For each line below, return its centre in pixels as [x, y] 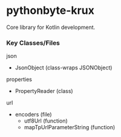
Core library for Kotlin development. [51, 27]
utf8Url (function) [46, 121]
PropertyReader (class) [44, 91]
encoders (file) [34, 115]
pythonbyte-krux [51, 11]
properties [19, 80]
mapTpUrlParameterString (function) [70, 127]
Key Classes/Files [33, 43]
